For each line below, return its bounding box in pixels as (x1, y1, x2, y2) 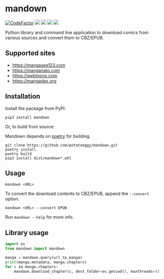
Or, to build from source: (5, 123, 55, 129)
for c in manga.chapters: (5, 264, 58, 269)
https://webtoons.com (12, 73, 58, 79)
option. (5, 196, 20, 202)
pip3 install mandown (5, 115, 50, 120)
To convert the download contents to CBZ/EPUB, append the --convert (5, 191, 149, 197)
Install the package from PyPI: (5, 105, 66, 111)
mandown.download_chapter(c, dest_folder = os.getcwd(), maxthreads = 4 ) (14, 269, 160, 274)
